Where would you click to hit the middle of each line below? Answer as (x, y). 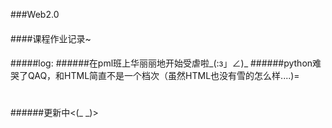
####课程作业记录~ (51, 38)
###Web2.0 (35, 14)
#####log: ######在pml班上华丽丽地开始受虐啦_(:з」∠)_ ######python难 (166, 63)
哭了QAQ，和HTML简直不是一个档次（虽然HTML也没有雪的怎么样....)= (155, 76)
